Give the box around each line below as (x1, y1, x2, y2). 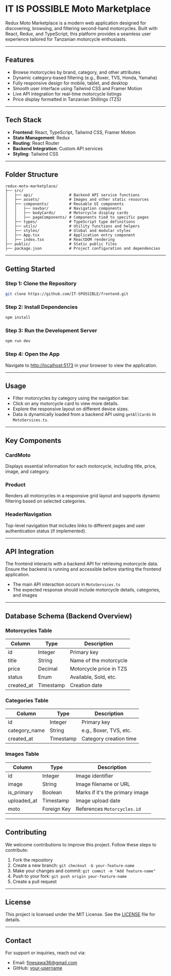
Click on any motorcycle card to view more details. (12, 400, 119, 407)
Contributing (5, 828, 47, 837)
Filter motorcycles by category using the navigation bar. (12, 395, 130, 401)
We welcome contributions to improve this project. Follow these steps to (5, 841, 157, 847)
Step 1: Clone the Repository (5, 280, 77, 287)
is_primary (8, 789, 33, 796)
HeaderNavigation (5, 511, 52, 518)
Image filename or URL (75, 780, 131, 787)
